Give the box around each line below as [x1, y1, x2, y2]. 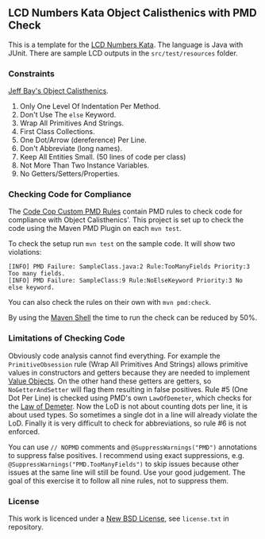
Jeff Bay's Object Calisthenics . [8, 87, 109, 96]
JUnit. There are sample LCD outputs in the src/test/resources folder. [8, 48, 238, 58]
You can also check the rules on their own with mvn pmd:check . [8, 298, 212, 307]
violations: [8, 248, 42, 257]
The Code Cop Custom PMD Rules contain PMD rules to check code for [8, 206, 243, 217]
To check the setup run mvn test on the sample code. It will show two [8, 239, 236, 248]
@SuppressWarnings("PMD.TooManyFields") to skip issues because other [8, 459, 240, 468]
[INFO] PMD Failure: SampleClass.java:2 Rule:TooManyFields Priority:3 [8, 263, 250, 271]
